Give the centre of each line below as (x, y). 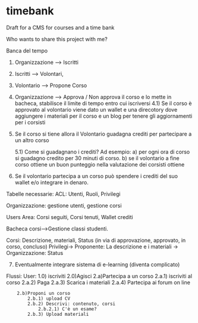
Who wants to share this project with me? (57, 39)
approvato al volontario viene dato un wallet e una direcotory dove (96, 109)
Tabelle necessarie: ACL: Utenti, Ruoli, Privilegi (63, 194)
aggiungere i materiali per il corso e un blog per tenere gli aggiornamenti (103, 116)
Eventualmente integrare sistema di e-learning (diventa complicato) (97, 264)
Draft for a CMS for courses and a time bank (60, 27)
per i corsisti (30, 122)
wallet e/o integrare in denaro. (52, 182)
